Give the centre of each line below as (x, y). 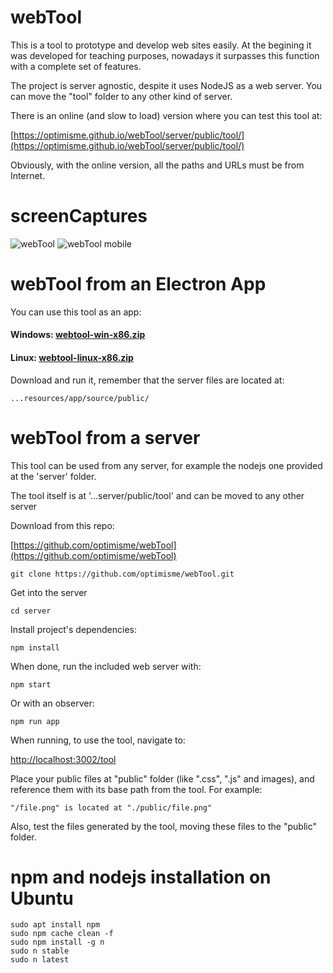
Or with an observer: (52, 703)
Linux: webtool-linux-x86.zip (72, 357)
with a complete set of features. (76, 66)
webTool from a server (105, 437)
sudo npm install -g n (57, 942)
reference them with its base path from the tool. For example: (136, 789)
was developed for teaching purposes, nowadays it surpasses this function (165, 55)
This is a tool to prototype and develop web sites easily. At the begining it (161, 45)
